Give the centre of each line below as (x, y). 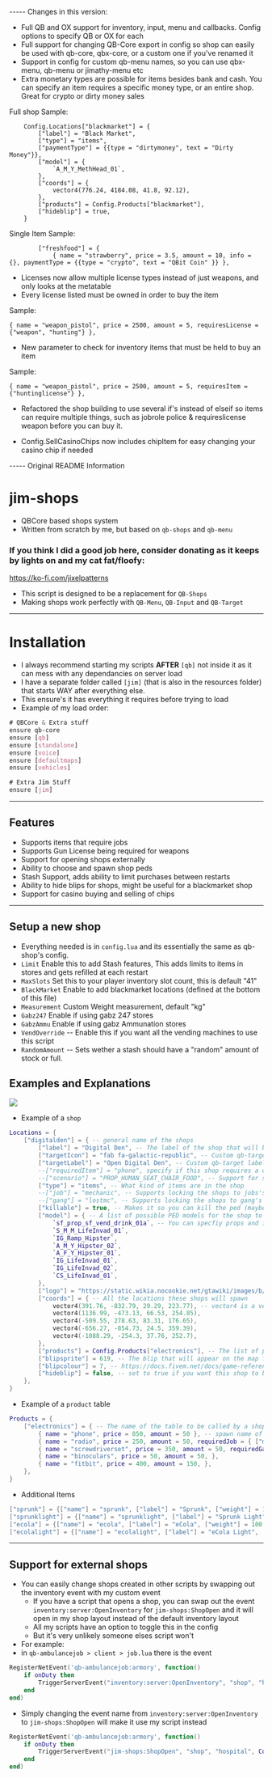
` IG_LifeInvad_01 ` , (85, 1261)
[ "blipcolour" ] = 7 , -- (78, 1366)
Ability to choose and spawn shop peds (86, 868)
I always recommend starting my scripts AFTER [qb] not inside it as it (136, 665)
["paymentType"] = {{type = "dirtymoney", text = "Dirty (136, 148)
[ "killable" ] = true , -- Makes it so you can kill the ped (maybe (152, 1209)
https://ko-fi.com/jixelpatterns (59, 578)
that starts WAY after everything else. (83, 691)
